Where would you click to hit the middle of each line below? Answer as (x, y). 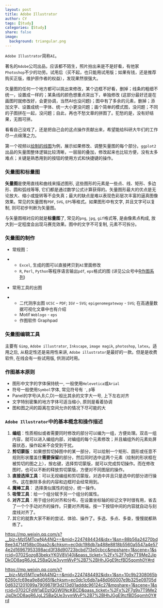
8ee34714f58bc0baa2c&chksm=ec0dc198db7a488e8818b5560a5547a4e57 (81, 545)
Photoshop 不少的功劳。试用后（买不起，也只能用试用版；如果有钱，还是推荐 (81, 72)
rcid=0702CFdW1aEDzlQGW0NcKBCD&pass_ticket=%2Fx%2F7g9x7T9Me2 (81, 590)
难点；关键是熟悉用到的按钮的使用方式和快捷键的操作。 (60, 158)
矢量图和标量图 (23, 172)
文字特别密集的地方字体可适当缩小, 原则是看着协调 (62, 401)
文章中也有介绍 (51, 309)
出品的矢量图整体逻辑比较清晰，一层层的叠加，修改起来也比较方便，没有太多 (81, 152)
